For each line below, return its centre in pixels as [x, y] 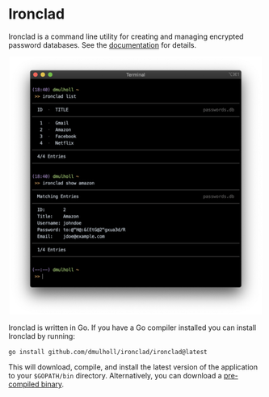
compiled [24, 384]
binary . [53, 384]
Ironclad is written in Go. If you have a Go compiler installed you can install [132, 327]
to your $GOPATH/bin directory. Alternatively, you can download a [115, 376]
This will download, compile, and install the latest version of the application [133, 367]
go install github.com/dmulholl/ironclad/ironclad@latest [108, 353]
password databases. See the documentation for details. [102, 44]
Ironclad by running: [42, 336]
